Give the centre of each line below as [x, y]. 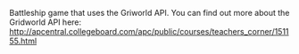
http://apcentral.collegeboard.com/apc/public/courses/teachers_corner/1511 [149, 31]
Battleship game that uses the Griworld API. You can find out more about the [149, 13]
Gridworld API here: [46, 22]
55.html [23, 41]
